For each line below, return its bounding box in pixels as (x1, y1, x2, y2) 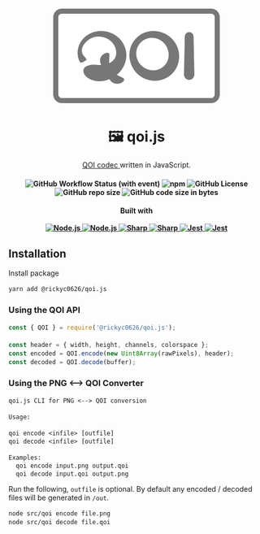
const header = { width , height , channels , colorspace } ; (8, 341, 209, 349)
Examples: (8, 454, 42, 462)
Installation (8, 246, 67, 260)
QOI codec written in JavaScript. (82, 160, 191, 170)
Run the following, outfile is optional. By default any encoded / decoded (8, 484, 253, 493)
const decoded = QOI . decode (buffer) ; (8, 358, 136, 366)
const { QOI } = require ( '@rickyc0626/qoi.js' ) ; (8, 323, 176, 332)
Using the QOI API (8, 304, 80, 315)
